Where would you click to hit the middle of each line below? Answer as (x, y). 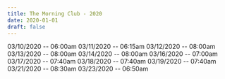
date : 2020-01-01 (33, 20)
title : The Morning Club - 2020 (55, 14)
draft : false (26, 27)
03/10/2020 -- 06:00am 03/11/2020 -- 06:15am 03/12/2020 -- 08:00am (111, 47)
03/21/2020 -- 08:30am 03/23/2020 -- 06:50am (78, 69)
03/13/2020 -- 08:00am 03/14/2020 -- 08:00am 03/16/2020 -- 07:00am (112, 54)
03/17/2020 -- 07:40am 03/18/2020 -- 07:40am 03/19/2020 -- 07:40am (112, 62)
